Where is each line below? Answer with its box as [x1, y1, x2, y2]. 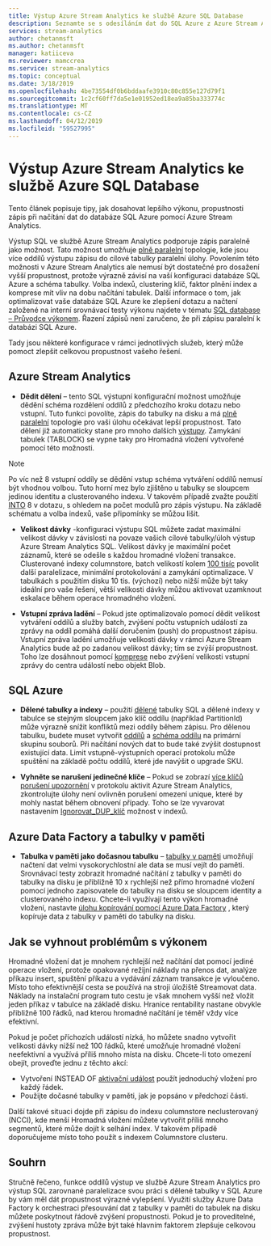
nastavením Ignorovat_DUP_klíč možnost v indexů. [19, 806, 188, 817]
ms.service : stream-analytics [8, 65, 110, 73]
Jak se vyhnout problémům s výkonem [8, 935, 208, 948]
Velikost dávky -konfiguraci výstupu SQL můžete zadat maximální [19, 524, 241, 534]
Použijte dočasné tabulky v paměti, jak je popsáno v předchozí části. [19, 1091, 248, 1100]
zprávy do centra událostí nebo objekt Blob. [19, 660, 166, 669]
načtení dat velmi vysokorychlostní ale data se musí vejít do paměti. [19, 860, 244, 870]
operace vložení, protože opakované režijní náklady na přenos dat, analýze [8, 965, 257, 974]
